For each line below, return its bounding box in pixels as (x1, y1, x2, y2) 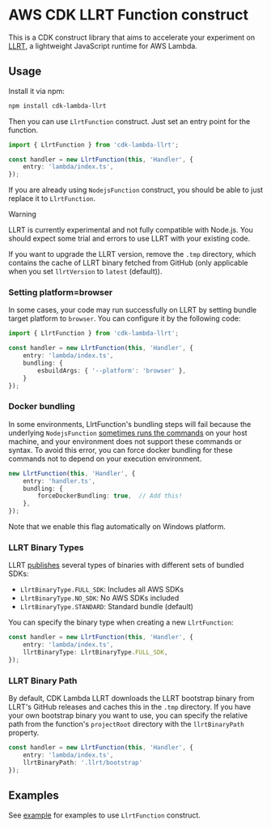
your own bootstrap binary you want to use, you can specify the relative (8, 711, 248, 720)
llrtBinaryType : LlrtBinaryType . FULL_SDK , (23, 648, 168, 657)
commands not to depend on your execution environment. (8, 454, 202, 463)
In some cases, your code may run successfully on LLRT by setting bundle (8, 305, 257, 315)
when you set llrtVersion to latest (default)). (8, 267, 163, 276)
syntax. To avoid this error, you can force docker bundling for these (8, 445, 233, 455)
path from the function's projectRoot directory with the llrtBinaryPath (8, 719, 244, 729)
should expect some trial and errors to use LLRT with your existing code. (8, 233, 251, 244)
